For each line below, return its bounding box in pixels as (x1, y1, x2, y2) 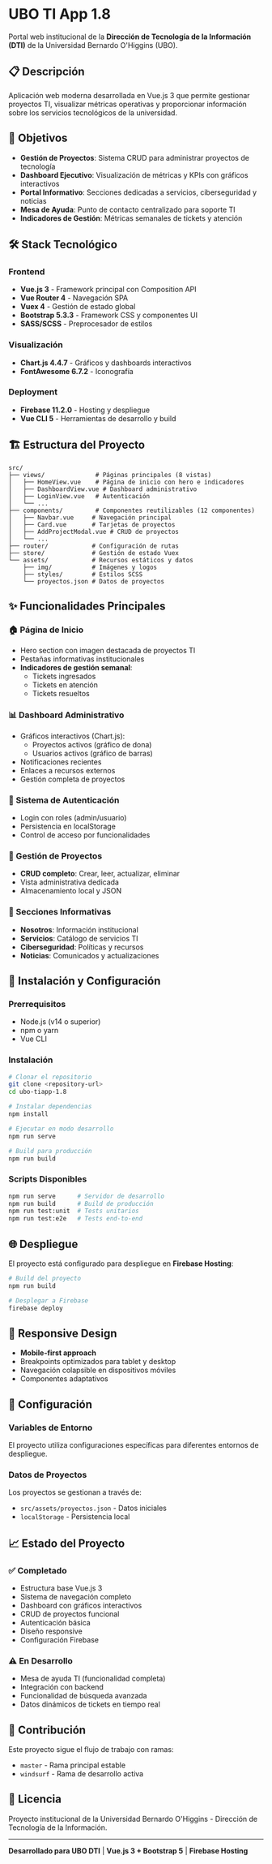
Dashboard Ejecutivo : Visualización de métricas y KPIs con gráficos (19, 170, 249, 179)
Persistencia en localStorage (19, 821, 116, 831)
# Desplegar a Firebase (8, 1296, 89, 1305)
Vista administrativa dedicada (19, 877, 120, 887)
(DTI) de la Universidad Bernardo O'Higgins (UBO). (8, 40, 178, 50)
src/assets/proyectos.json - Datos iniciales (19, 1503, 168, 1513)
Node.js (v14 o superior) (19, 1017, 101, 1027)
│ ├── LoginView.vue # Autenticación (8, 492, 151, 500)
